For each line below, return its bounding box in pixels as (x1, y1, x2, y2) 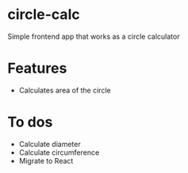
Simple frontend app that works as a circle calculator (7, 32, 180, 41)
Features (7, 59, 67, 77)
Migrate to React (18, 156, 74, 165)
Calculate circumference (18, 148, 100, 157)
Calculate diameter (18, 139, 81, 149)
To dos (7, 113, 53, 131)
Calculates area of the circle (18, 85, 112, 95)
